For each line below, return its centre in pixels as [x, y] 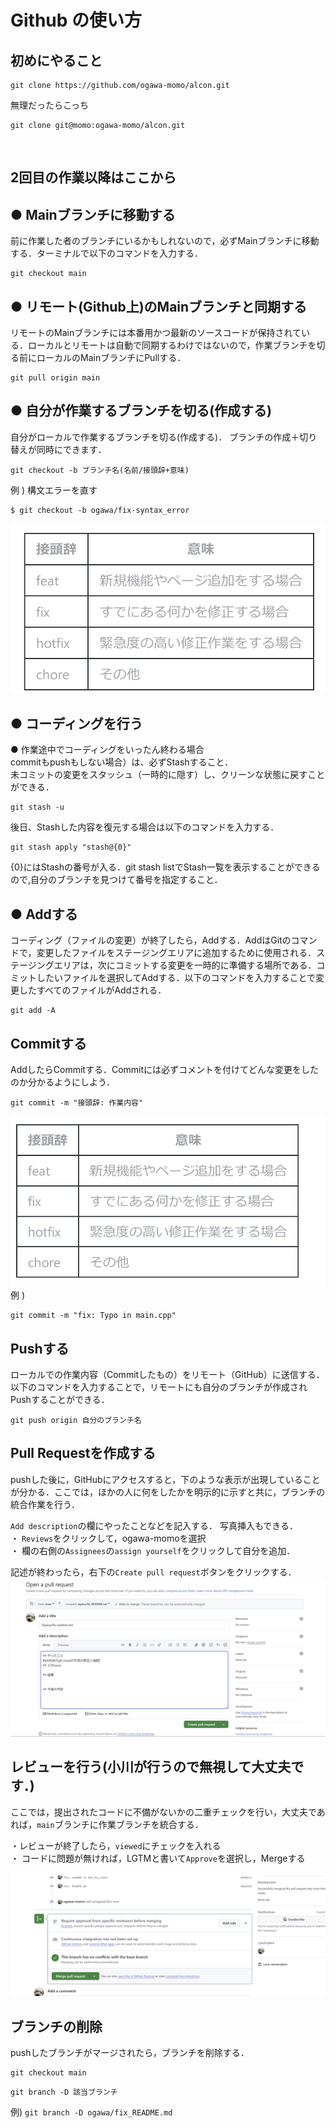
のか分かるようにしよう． [62, 1082]
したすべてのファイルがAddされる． [92, 990]
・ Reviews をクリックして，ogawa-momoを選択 [108, 1538]
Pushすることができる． [60, 1399]
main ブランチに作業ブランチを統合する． [120, 1824]
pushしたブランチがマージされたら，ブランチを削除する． [130, 2053]
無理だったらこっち [50, 105]
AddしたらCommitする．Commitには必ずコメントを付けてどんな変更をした [165, 1070]
